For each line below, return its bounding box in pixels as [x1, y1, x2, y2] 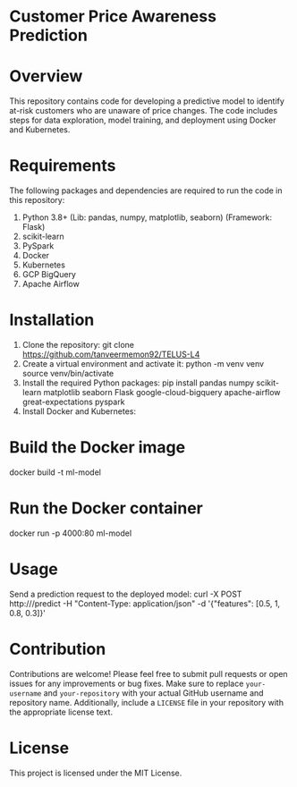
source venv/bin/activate [21, 368, 115, 378]
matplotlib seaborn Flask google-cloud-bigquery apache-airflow [43, 387, 281, 397]
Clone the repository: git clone [21, 340, 134, 350]
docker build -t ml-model [9, 467, 101, 478]
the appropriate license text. [9, 707, 114, 717]
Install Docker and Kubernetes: [21, 406, 137, 417]
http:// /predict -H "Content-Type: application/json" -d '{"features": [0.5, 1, [9, 597, 280, 609]
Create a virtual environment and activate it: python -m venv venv [21, 359, 265, 368]
